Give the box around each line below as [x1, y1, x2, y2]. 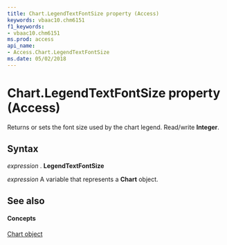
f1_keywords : [7, 23, 45, 30]
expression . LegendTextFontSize [7, 161, 105, 170]
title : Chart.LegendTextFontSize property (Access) [7, 10, 159, 17]
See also [7, 195, 45, 207]
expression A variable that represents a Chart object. [7, 175, 158, 183]
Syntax [7, 143, 39, 155]
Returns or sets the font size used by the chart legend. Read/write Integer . [7, 123, 220, 131]
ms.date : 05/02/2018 [7, 56, 67, 62]
